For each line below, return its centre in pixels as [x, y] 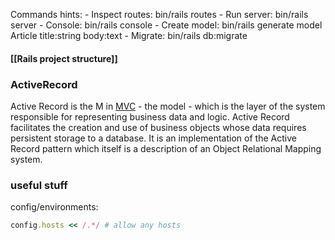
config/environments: [54, 207]
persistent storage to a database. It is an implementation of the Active [153, 138]
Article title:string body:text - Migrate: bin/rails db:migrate [129, 35]
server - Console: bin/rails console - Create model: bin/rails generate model [166, 25]
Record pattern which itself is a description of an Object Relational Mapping [166, 148]
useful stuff [39, 185]
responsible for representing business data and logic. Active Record [150, 116]
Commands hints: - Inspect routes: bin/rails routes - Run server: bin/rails [159, 14]
